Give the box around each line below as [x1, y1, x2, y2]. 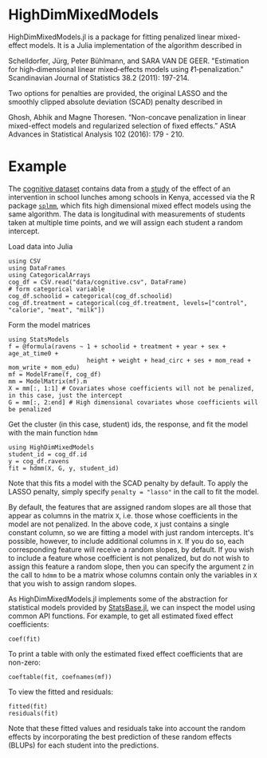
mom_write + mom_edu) [8, 363, 80, 371]
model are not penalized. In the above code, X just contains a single [8, 519, 230, 529]
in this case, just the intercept [8, 391, 124, 399]
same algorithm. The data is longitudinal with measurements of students [8, 209, 245, 219]
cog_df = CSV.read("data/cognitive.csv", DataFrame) [8, 278, 187, 286]
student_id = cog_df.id [8, 450, 88, 458]
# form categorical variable [8, 285, 105, 293]
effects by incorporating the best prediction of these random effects [8, 732, 233, 741]
